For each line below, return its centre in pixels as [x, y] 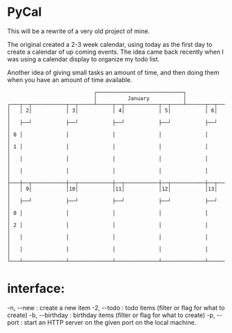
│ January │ [140, 98]
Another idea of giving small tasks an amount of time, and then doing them [113, 72]
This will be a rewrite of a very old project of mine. [79, 31]
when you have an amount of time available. [70, 79]
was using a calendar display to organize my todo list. [84, 59]
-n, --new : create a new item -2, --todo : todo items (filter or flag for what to [116, 307]
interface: [36, 289]
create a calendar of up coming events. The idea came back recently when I [116, 52]
